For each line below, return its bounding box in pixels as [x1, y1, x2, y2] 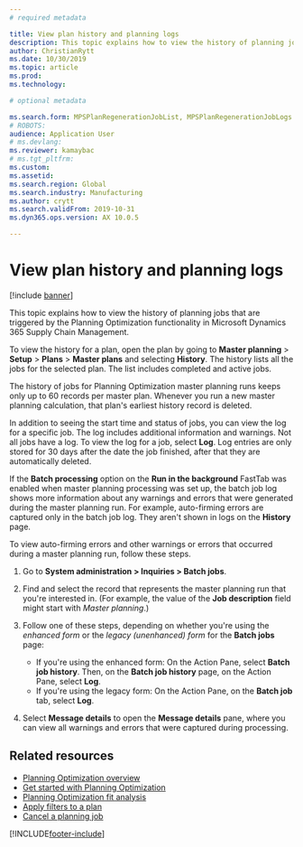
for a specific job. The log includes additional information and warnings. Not [9, 426, 291, 438]
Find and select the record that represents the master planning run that [22, 583, 287, 594]
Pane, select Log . [35, 675, 101, 686]
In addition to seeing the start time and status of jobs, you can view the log [9, 417, 287, 428]
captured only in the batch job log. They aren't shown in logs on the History [9, 511, 291, 522]
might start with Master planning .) [22, 602, 150, 613]
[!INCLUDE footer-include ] [9, 828, 106, 839]
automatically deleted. [9, 455, 92, 466]
